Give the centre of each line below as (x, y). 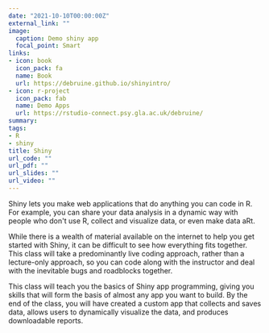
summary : (23, 121)
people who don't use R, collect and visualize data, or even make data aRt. (132, 221)
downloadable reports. (46, 320)
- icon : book (30, 61)
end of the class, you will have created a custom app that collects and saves (135, 303)
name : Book (34, 76)
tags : (17, 128)
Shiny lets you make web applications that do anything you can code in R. (130, 203)
